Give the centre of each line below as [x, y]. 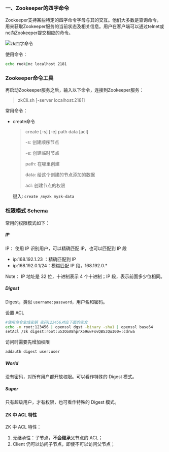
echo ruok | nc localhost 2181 [36, 64]
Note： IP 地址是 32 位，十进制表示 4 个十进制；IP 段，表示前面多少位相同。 [85, 276]
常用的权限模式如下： [27, 223]
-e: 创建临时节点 [42, 153]
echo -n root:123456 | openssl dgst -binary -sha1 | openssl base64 [79, 327]
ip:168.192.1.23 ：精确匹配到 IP [44, 259]
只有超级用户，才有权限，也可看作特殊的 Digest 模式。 [62, 402]
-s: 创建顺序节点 [42, 142]
